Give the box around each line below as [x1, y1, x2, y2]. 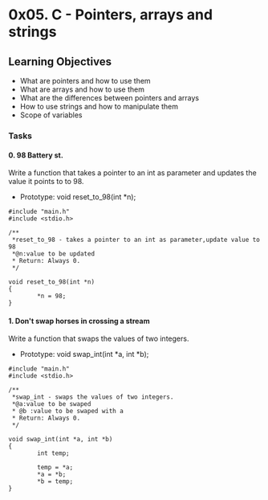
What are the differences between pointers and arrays [19, 93, 199, 102]
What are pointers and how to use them [19, 76, 151, 85]
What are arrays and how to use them [19, 84, 145, 94]
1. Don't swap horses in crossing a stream [8, 316, 150, 326]
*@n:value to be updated [11, 250, 95, 258]
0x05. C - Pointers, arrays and [8, 6, 213, 24]
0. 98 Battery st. [8, 150, 64, 160]
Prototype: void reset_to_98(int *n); [19, 192, 136, 202]
